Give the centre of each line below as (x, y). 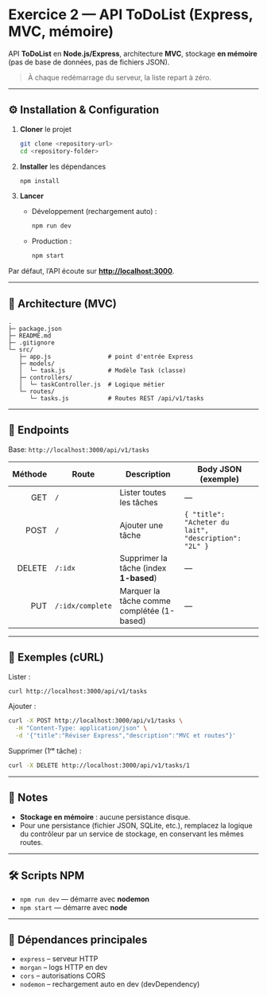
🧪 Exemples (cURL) (56, 658)
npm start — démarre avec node (74, 907)
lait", (196, 530)
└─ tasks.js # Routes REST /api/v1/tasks (116, 398)
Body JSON (220, 469)
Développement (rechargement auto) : (94, 212)
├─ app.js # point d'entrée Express (106, 356)
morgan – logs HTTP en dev (64, 968)
